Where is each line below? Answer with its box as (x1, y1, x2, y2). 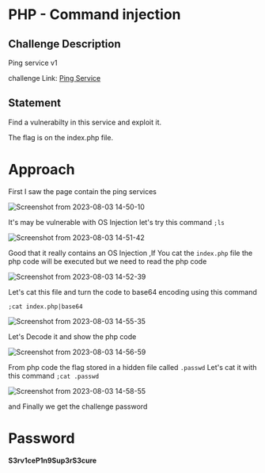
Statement (8, 97, 62, 110)
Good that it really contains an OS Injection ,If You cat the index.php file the (8, 248, 253, 257)
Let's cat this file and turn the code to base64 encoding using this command (8, 287, 257, 296)
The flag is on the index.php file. (8, 132, 113, 142)
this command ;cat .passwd (8, 371, 100, 380)
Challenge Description (8, 37, 121, 51)
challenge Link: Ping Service (8, 74, 101, 82)
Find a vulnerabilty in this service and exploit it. (8, 117, 162, 127)
